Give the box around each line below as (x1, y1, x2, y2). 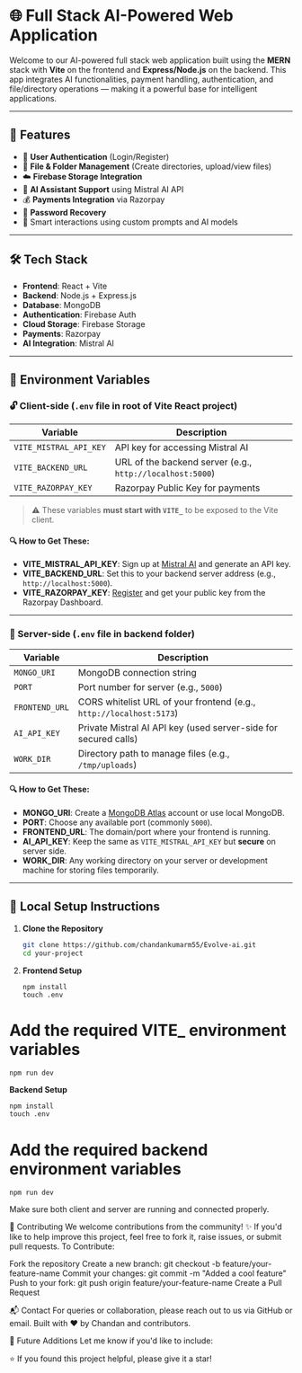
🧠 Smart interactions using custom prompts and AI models (22, 217, 238, 227)
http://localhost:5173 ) (77, 706, 179, 719)
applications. (9, 93, 57, 103)
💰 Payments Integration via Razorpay (22, 194, 165, 205)
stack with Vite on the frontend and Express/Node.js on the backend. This (9, 64, 287, 75)
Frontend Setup (22, 965, 83, 976)
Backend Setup (9, 1085, 67, 1095)
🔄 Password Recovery (22, 207, 107, 217)
